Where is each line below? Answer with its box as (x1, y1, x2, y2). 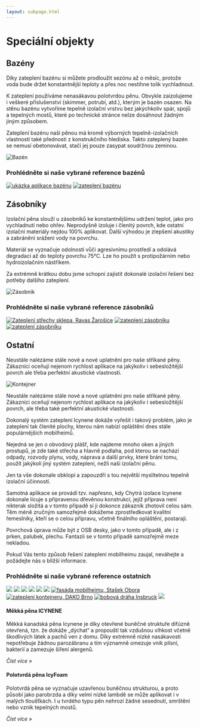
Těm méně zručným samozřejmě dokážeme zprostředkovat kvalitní (6, 508, 171, 515)
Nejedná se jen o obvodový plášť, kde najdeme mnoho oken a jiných (6, 440, 174, 448)
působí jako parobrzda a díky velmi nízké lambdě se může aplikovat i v (6, 691, 179, 698)
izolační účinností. (6, 477, 51, 485)
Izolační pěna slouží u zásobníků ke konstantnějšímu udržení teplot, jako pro (6, 215, 193, 222)
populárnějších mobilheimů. (6, 429, 75, 436)
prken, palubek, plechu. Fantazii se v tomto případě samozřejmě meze (6, 533, 179, 540)
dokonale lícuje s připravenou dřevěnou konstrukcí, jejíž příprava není (6, 495, 177, 503)
